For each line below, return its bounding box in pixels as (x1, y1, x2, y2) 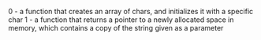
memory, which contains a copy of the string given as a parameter (8, 24, 224, 32)
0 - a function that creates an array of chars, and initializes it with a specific (8, 7, 254, 16)
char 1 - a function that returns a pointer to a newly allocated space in (8, 15, 234, 24)
